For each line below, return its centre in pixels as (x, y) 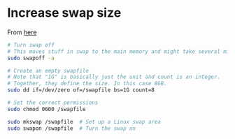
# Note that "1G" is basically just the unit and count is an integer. (114, 77)
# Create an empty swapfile (48, 71)
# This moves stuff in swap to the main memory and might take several (114, 51)
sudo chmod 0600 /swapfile (47, 109)
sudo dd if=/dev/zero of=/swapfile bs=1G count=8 (81, 90)
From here (22, 32)
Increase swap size (64, 13)
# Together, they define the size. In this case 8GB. (87, 84)
